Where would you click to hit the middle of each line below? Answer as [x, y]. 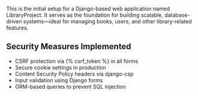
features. [17, 28]
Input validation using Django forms [59, 80]
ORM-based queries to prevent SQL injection [70, 86]
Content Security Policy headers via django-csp [74, 74]
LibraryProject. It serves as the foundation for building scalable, [85, 15]
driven [14, 21]
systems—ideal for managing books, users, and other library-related [107, 21]
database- [177, 15]
